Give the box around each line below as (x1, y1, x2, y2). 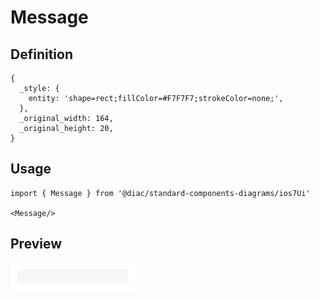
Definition (10, 46, 73, 63)
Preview (10, 236, 63, 253)
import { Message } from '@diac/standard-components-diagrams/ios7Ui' (10, 188, 311, 198)
